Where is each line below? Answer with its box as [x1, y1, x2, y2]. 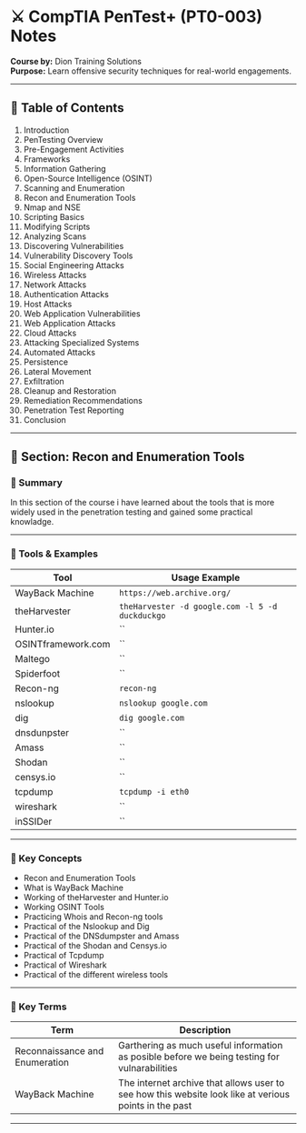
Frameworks [23, 153, 71, 165]
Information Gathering [23, 163, 107, 174]
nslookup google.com [118, 697, 208, 708]
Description [179, 1024, 232, 1037]
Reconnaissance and [15, 1045, 104, 1058]
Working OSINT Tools [23, 902, 105, 913]
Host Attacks [23, 298, 73, 309]
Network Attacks [23, 279, 87, 290]
